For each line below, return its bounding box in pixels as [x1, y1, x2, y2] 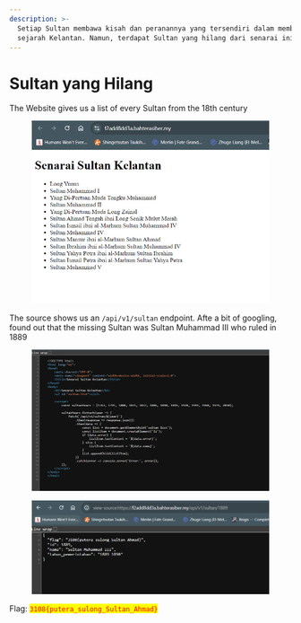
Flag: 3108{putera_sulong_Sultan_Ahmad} [9, 603, 159, 614]
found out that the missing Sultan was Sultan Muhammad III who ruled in [9, 322, 277, 333]
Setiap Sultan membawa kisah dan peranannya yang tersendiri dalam [17, 23, 275, 33]
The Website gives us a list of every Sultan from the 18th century [9, 103, 248, 114]
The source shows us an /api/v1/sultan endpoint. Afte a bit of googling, [9, 312, 278, 323]
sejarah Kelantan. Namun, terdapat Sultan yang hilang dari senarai [17, 33, 279, 42]
